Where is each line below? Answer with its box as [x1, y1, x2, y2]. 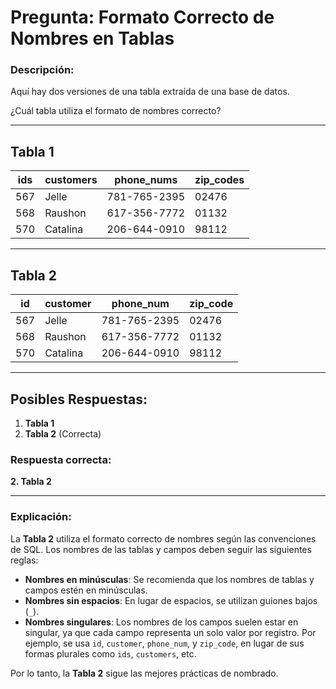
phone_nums [114, 173, 178, 187]
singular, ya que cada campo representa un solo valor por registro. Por [24, 626, 317, 638]
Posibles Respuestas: [10, 391, 148, 408]
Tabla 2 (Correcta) [24, 427, 102, 440]
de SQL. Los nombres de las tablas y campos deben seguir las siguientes [10, 543, 312, 555]
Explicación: [10, 510, 72, 524]
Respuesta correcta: [10, 452, 112, 466]
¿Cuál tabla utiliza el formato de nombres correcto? [10, 105, 222, 117]
